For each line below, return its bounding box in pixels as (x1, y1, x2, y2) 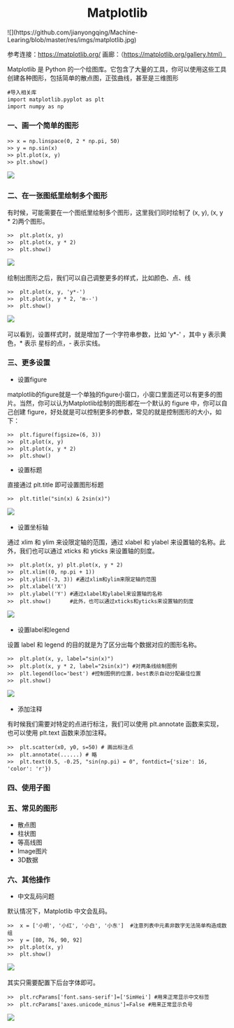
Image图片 (17, 847, 48, 855)
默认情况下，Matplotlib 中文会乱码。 (7, 907, 112, 916)
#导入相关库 (7, 89, 37, 96)
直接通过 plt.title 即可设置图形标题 (7, 480, 104, 489)
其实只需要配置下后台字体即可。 (7, 978, 99, 987)
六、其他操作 (7, 874, 51, 884)
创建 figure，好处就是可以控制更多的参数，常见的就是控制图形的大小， (13, 407, 216, 416)
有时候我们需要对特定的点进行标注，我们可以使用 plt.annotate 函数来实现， (7, 719, 223, 728)
